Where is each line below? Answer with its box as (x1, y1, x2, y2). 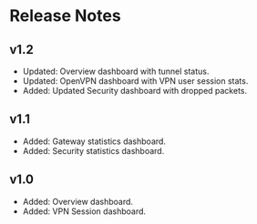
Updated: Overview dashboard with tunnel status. (22, 66, 210, 76)
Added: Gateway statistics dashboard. (22, 136, 167, 147)
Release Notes (9, 5, 121, 26)
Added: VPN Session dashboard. (22, 206, 147, 217)
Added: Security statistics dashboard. (22, 145, 165, 156)
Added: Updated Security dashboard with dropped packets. (22, 86, 248, 96)
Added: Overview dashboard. (22, 196, 134, 207)
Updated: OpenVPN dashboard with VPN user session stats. (22, 76, 249, 87)
